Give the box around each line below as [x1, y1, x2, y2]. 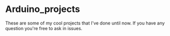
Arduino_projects [5, 3, 80, 15]
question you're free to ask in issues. [5, 25, 83, 31]
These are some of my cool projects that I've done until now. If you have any [5, 20, 165, 26]
